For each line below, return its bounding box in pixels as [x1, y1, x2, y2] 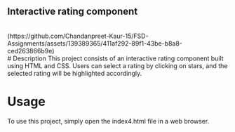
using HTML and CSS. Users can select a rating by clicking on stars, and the [7, 61, 228, 70]
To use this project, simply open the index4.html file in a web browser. [7, 117, 210, 125]
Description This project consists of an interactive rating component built [13, 54, 224, 62]
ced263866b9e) [7, 46, 55, 55]
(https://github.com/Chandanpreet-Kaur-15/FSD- [7, 32, 149, 40]
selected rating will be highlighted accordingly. [7, 69, 142, 77]
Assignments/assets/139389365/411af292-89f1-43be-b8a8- [7, 39, 182, 48]
